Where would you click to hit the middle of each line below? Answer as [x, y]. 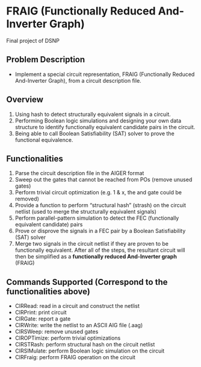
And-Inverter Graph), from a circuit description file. [78, 80]
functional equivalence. [44, 139]
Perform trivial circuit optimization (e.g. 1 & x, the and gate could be [98, 193]
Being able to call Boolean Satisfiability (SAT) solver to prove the [94, 133]
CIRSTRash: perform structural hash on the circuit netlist [85, 345]
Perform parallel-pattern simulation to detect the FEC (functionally [97, 218]
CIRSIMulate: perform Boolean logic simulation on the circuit [90, 351]
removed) [27, 199]
